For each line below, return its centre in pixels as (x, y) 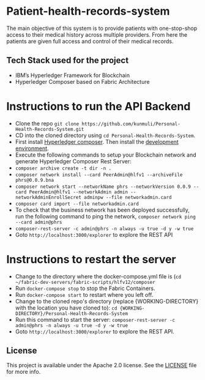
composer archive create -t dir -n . (63, 168)
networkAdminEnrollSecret (48, 197)
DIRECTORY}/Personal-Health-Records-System (72, 313)
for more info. (24, 372)
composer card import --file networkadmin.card (77, 204)
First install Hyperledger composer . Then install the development (97, 141)
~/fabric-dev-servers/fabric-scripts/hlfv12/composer (85, 282)
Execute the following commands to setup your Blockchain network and (106, 155)
